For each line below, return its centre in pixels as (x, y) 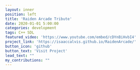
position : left (21, 14)
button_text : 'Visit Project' (36, 51)
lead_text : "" (20, 55)
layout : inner (20, 10)
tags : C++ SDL (20, 33)
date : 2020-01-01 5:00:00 (32, 23)
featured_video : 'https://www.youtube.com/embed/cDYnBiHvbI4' (71, 37)
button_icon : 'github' (29, 46)
